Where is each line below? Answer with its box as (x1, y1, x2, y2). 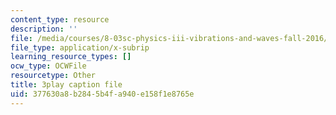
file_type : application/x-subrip (10, 42, 150, 53)
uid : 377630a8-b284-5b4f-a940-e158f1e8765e (10, 89, 195, 99)
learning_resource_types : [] (10, 52, 132, 62)
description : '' (10, 24, 78, 34)
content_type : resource (10, 14, 110, 25)
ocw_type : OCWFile (10, 61, 87, 71)
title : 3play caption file (10, 80, 123, 90)
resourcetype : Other (10, 71, 97, 81)
